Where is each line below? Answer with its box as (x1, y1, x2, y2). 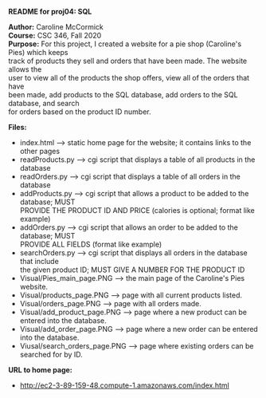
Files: (8, 123, 27, 132)
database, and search (8, 99, 80, 108)
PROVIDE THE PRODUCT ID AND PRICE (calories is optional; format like (19, 206, 255, 215)
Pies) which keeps (8, 48, 68, 57)
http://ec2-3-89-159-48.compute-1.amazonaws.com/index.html (19, 380, 229, 390)
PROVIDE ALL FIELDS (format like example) (19, 239, 162, 249)
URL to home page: (8, 365, 73, 374)
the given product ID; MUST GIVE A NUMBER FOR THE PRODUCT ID (19, 265, 245, 274)
